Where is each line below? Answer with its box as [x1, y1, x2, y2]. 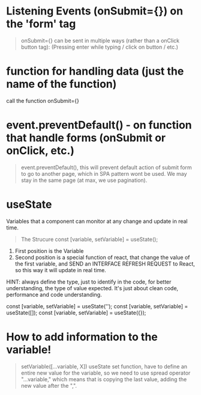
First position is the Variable [14, 247, 84, 254]
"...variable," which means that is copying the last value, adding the [20, 375, 187, 383]
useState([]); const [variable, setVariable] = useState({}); [6, 309, 146, 316]
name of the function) [6, 77, 117, 91]
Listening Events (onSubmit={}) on [6, 4, 184, 18]
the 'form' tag [6, 17, 76, 31]
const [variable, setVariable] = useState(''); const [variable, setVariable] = [6, 302, 188, 309]
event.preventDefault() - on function [6, 119, 192, 132]
